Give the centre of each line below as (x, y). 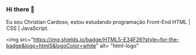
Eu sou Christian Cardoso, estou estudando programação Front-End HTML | (98, 22)
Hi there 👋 (21, 9)
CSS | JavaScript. (27, 28)
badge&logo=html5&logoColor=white (51, 46)
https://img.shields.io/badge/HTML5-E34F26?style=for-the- (106, 40)
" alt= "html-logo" (118, 46)
